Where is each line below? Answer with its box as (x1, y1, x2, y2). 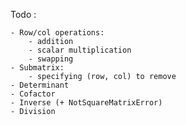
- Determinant (10, 80, 70, 90)
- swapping (28, 54, 74, 64)
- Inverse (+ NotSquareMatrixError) (10, 98, 163, 108)
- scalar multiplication (28, 45, 132, 55)
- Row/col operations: (10, 28, 105, 38)
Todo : (10, 9, 37, 20)
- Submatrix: (10, 63, 65, 73)
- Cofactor (10, 89, 56, 99)
